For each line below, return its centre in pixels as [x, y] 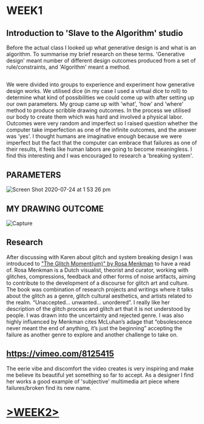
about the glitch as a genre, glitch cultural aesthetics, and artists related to [99, 296]
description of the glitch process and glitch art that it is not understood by [98, 308]
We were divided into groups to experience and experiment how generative [100, 85]
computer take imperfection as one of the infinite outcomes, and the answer [101, 130]
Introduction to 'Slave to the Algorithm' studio [95, 33]
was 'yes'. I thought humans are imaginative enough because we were [94, 136]
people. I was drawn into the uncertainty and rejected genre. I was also [95, 315]
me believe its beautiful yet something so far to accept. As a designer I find [100, 375]
